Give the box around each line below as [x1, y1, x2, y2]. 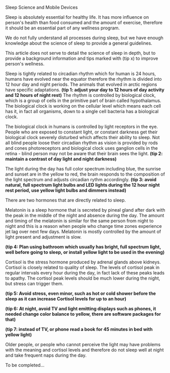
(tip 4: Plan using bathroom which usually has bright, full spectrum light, [5, 244, 161, 250]
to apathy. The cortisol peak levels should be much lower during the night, [5, 275, 160, 281]
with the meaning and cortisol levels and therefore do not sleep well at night [5, 347, 164, 353]
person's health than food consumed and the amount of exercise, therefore [5, 20, 163, 25]
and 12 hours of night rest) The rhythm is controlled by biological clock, [5, 92, 156, 98]
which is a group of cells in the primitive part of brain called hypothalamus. [5, 97, 161, 104]
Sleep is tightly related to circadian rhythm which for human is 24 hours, [5, 71, 156, 77]
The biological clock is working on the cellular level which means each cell [5, 103, 161, 109]
